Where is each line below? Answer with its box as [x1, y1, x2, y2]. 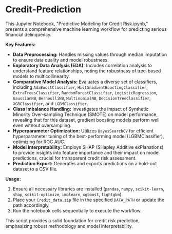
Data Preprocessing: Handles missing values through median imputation [12, 51, 167, 57]
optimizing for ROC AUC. [12, 139, 66, 145]
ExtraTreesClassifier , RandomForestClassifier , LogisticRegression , [12, 89, 158, 95]
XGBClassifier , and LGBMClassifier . [12, 100, 88, 106]
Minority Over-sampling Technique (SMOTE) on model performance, [12, 111, 158, 118]
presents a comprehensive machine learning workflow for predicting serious [5, 26, 167, 32]
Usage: [5, 175, 22, 182]
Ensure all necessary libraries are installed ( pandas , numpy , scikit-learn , [12, 186, 164, 192]
